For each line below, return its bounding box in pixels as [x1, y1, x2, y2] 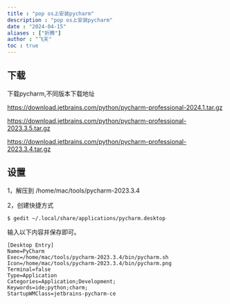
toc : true [7, 42, 39, 49]
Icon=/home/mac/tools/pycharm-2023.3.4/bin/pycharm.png [7, 260, 172, 267]
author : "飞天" [7, 36, 52, 43]
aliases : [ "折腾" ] [7, 29, 62, 37]
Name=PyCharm [7, 247, 45, 255]
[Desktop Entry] [7, 242, 54, 249]
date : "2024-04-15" [7, 23, 67, 30]
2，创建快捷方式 [7, 201, 54, 209]
